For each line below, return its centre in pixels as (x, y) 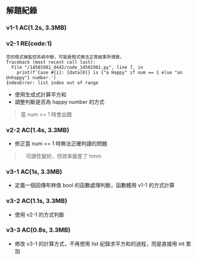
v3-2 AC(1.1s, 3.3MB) (37, 201)
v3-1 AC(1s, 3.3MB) (34, 172)
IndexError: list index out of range (52, 83)
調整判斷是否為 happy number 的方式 (59, 101)
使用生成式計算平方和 (40, 94)
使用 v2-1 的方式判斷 (39, 215)
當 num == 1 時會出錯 (46, 114)
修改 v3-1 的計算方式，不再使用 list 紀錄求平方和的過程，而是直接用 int (100, 243)
